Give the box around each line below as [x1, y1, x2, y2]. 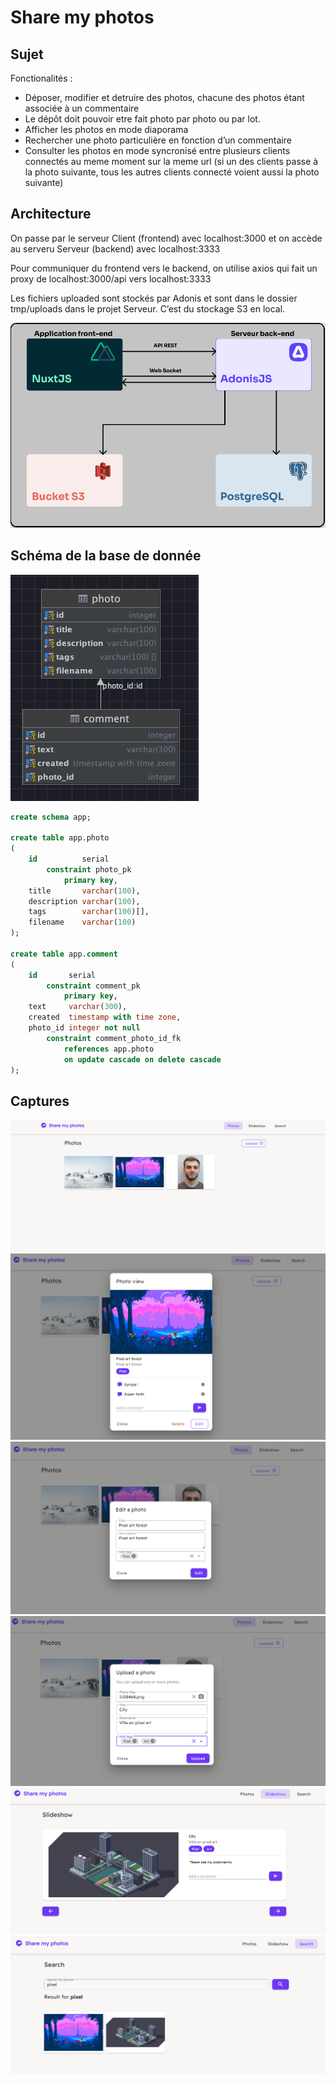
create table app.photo [10, 833, 110, 843]
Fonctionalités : [10, 72, 73, 84]
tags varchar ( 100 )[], [28, 907, 150, 917]
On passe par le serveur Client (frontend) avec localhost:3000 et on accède [10, 232, 323, 244]
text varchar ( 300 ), [28, 1002, 128, 1012]
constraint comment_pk [46, 981, 141, 991]
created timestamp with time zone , [28, 1012, 182, 1023]
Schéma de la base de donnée [10, 547, 202, 565]
